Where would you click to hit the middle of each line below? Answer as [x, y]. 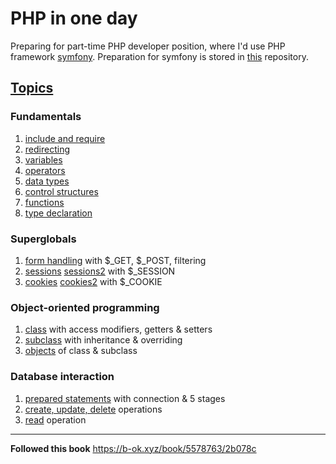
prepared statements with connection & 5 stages [125, 398]
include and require [65, 138]
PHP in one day [74, 18]
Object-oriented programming [85, 307]
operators [45, 170]
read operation [55, 419]
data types [47, 181]
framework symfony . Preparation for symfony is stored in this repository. [159, 56]
